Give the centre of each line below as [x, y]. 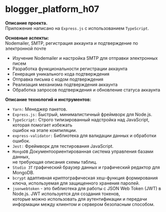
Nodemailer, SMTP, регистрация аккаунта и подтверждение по [72, 43]
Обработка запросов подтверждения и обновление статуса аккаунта [86, 90]
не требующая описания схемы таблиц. [55, 162]
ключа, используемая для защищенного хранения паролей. [76, 183]
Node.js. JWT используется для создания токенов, [66, 194]
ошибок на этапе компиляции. [44, 130]
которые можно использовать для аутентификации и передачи [80, 199]
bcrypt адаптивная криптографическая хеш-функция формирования [85, 178]
